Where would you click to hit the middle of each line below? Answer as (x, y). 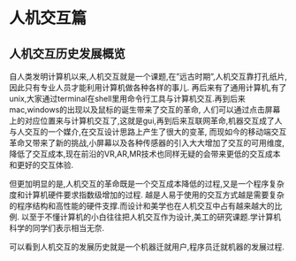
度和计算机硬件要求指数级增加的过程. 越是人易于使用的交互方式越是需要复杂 (147, 195)
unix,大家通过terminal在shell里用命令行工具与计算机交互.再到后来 (127, 99)
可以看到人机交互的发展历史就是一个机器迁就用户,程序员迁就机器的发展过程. (147, 247)
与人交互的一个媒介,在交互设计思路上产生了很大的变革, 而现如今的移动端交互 (148, 132)
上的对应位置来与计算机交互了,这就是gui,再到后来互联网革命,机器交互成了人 (146, 121)
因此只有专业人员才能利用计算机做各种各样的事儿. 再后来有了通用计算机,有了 (148, 88)
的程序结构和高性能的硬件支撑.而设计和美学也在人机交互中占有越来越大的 (142, 206)
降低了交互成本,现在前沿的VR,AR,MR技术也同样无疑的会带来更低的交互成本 (145, 154)
